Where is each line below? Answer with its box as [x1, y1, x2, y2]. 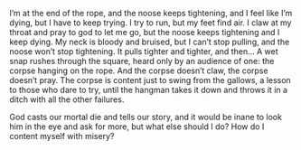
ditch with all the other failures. [9, 94, 125, 105]
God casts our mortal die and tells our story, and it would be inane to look [9, 112, 283, 122]
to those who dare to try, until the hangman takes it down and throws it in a [9, 85, 287, 95]
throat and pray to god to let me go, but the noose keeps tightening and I [9, 27, 280, 37]
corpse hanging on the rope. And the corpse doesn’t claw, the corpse [9, 65, 268, 76]
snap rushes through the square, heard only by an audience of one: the [9, 56, 275, 66]
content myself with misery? [9, 131, 115, 141]
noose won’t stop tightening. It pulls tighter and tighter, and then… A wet [9, 46, 278, 57]
